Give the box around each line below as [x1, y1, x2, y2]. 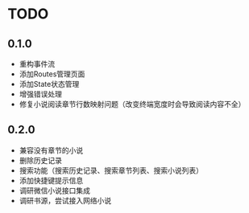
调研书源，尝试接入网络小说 [19, 195, 112, 205]
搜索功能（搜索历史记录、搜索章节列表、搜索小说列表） [19, 166, 203, 175]
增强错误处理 [19, 89, 62, 99]
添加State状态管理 [19, 80, 80, 88]
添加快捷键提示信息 [19, 175, 84, 185]
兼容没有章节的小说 [19, 145, 84, 155]
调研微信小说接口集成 [19, 186, 90, 195]
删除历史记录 [19, 155, 62, 165]
